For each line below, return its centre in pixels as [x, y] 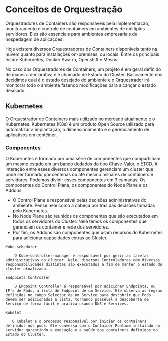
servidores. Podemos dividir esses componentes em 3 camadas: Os [75, 180]
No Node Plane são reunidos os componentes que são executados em [85, 216]
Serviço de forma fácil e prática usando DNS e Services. [67, 304]
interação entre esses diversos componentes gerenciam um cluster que [79, 169]
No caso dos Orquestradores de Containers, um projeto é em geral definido [83, 69]
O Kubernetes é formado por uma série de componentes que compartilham [83, 159]
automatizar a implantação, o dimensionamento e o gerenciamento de [77, 129]
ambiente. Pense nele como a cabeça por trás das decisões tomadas [84, 206]
